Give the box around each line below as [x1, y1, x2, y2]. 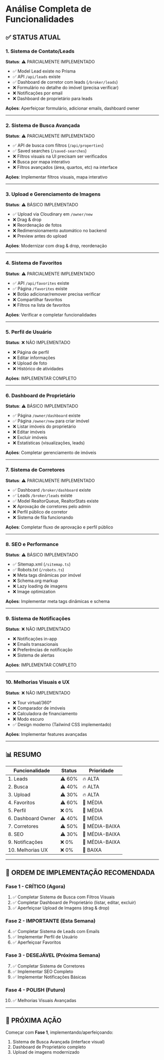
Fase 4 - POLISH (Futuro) [5, 987, 65, 993]
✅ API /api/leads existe [12, 73, 61, 79]
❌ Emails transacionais [12, 641, 58, 647]
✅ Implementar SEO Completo [12, 969, 73, 974]
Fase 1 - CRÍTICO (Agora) [5, 883, 66, 890]
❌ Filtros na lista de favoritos [12, 302, 70, 308]
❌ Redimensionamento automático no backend [12, 228, 107, 234]
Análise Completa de [5, 3, 91, 15]
